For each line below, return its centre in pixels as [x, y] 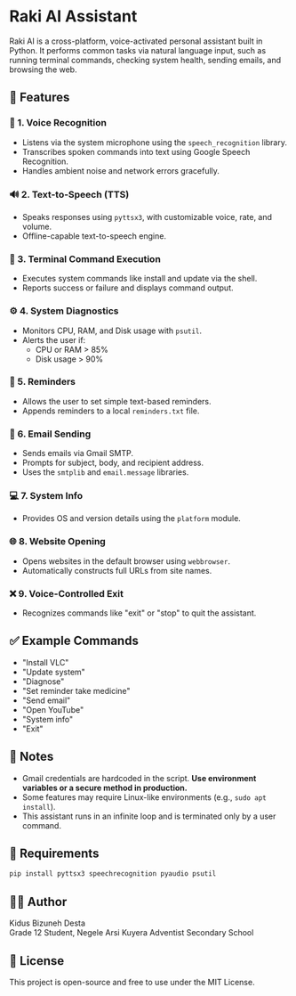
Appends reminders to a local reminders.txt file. [111, 411]
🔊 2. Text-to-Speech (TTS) [69, 194]
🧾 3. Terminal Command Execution [85, 258]
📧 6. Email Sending [50, 434]
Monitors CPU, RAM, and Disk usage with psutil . [112, 331]
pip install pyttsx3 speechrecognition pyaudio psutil [113, 874]
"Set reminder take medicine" [76, 690]
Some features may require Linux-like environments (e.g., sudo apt [144, 797]
